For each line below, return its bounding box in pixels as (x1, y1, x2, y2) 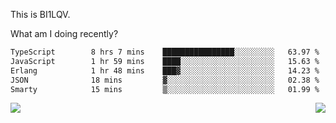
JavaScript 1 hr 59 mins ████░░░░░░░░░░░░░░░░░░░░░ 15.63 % (10, 56, 320, 66)
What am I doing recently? (10, 28, 119, 39)
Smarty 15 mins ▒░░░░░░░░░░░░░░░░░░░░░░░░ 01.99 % (10, 84, 320, 94)
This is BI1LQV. (10, 9, 71, 20)
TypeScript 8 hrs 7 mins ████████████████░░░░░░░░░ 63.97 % (10, 47, 320, 57)
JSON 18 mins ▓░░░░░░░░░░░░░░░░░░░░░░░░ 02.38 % (10, 75, 320, 85)
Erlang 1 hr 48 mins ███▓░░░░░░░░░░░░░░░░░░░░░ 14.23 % (10, 65, 320, 76)
